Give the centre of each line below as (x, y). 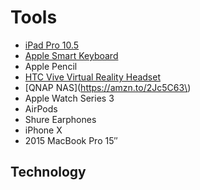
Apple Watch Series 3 (69, 98)
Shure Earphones (60, 119)
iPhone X (43, 130)
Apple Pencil (51, 66)
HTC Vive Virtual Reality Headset (92, 77)
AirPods (41, 108)
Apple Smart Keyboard (71, 55)
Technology (48, 172)
